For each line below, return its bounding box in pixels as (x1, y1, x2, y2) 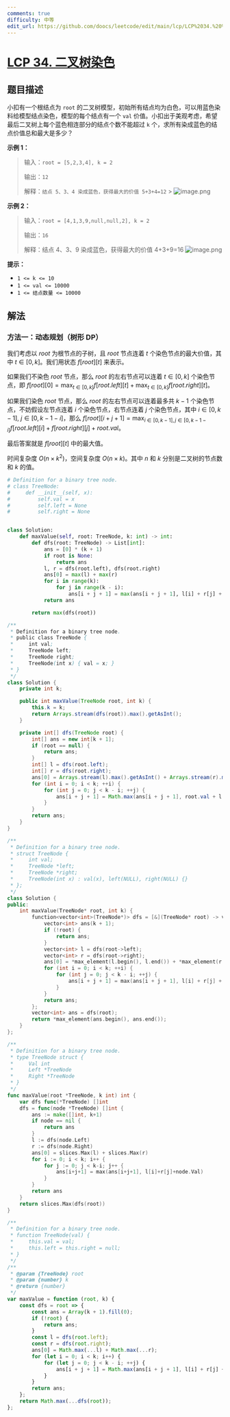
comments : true (7, 10, 51, 17)
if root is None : (43, 552, 94, 559)
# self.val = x (7, 495, 75, 503)
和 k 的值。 (7, 463, 38, 471)
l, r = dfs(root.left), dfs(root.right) (43, 565, 161, 572)
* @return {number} (10, 1283, 66, 1290)
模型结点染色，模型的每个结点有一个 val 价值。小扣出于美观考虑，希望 (18, 112, 218, 120)
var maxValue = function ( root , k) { (7, 1296, 115, 1303)
